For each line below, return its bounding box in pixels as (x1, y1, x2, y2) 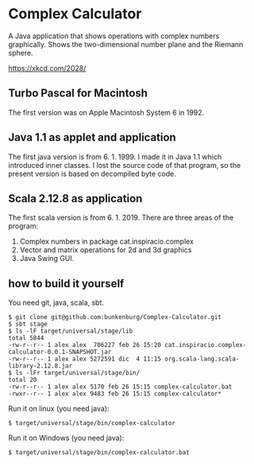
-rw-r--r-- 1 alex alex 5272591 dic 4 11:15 (8, 355, 161, 363)
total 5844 (8, 334, 44, 342)
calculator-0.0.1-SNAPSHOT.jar (8, 348, 112, 357)
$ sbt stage (8, 320, 48, 329)
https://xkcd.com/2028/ (8, 63, 87, 72)
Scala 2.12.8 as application (8, 192, 143, 205)
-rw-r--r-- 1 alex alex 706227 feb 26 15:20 (8, 341, 161, 349)
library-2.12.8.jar (8, 362, 73, 370)
